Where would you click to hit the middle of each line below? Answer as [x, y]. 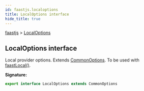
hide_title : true [23, 19]
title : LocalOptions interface [37, 14]
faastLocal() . [18, 65]
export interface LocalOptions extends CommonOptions [61, 84]
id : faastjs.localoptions [31, 10]
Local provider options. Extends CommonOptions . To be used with [72, 60]
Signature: [16, 75]
